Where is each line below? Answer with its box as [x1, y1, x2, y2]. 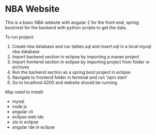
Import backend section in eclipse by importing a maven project [12, 53, 140, 59]
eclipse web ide [12, 114, 44, 119]
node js [12, 103, 27, 109]
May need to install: [5, 89, 45, 95]
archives [12, 64, 30, 70]
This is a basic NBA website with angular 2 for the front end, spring [5, 19, 139, 25]
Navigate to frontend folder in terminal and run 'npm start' [12, 74, 128, 80]
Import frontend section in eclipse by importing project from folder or [12, 59, 150, 65]
